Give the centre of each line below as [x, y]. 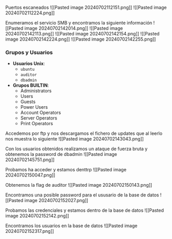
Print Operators [37, 124]
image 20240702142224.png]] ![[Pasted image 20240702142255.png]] [81, 39]
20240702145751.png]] [30, 160]
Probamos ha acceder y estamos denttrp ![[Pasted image [66, 170]
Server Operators [39, 118]
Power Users [34, 107]
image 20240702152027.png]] [56, 201]
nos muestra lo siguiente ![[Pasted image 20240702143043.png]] [74, 139]
